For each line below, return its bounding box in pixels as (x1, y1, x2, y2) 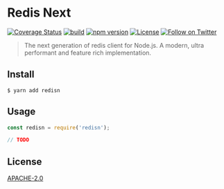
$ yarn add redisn (7, 87, 60, 94)
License (7, 156, 42, 168)
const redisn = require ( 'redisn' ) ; (7, 124, 110, 131)
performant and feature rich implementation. (24, 48, 151, 57)
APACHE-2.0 (7, 174, 44, 183)
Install (7, 69, 35, 80)
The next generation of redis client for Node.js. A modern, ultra (24, 41, 205, 49)
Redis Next (7, 5, 71, 21)
